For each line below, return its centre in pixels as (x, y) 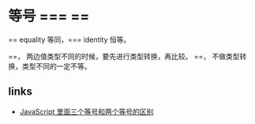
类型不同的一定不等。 (56, 66)
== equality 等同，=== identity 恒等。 (69, 39)
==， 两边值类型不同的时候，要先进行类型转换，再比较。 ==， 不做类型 (124, 56)
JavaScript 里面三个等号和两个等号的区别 (86, 111)
